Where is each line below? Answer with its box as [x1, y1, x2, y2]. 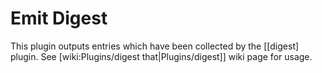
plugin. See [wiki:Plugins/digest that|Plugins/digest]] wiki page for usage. [10, 50, 313, 62]
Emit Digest [10, 7, 108, 30]
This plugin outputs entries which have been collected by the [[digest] [10, 40, 300, 52]
